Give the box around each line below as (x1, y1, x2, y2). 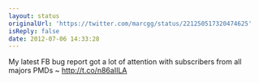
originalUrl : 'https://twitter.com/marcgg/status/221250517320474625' (8, 20, 253, 28)
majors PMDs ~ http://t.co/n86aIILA (8, 66, 127, 76)
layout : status (8, 11, 60, 20)
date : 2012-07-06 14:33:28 (8, 34, 100, 43)
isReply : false (8, 27, 60, 35)
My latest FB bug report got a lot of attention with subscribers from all (8, 57, 242, 67)
